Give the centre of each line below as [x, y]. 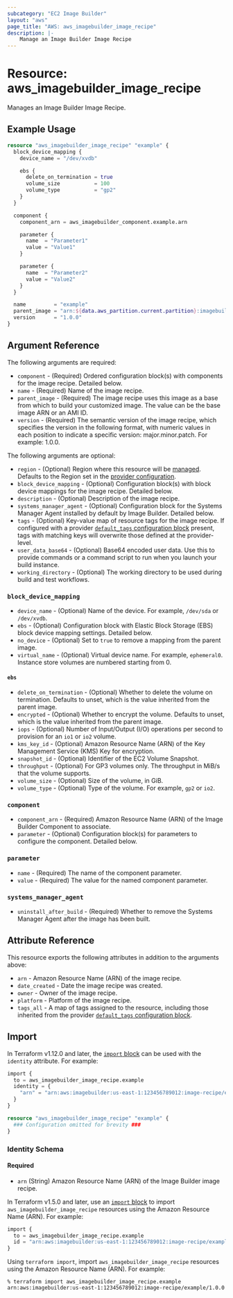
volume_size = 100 [68, 184]
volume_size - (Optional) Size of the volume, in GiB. [90, 781]
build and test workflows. [53, 579]
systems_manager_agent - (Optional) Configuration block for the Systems [120, 505]
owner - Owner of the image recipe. [67, 993]
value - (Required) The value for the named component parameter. [112, 880]
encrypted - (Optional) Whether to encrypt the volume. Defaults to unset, [121, 714]
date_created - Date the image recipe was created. [90, 985]
